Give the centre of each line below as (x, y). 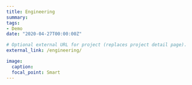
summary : (17, 17)
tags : (13, 23)
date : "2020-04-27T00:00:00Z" (44, 34)
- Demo (14, 28)
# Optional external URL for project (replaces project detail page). (97, 45)
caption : (23, 66)
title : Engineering (31, 12)
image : (14, 61)
